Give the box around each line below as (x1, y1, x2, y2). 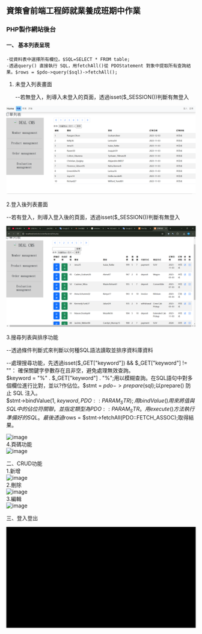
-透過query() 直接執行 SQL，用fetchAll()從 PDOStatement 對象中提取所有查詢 (6, 63, 186, 69)
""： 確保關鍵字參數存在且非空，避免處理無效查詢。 (6, 366, 134, 374)
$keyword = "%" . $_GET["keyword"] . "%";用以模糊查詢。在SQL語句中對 (6, 374, 188, 381)
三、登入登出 (6, 515, 38, 522)
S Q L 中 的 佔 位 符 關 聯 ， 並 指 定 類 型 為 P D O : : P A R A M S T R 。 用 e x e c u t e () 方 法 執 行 (6, 406, 195, 414)
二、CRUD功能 (6, 460, 43, 467)
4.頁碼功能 (6, 441, 32, 448)
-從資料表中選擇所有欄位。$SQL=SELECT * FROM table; (6, 56, 130, 62)
